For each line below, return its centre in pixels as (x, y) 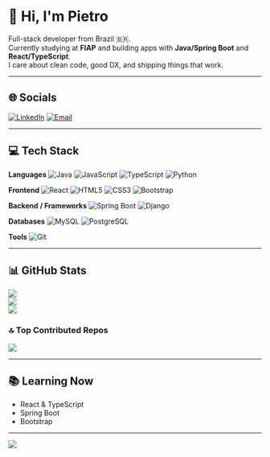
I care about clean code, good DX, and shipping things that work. (116, 64)
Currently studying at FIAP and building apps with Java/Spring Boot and (129, 47)
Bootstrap (36, 422)
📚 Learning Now (51, 381)
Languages (27, 174)
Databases (27, 221)
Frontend (24, 190)
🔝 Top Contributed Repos (58, 331)
